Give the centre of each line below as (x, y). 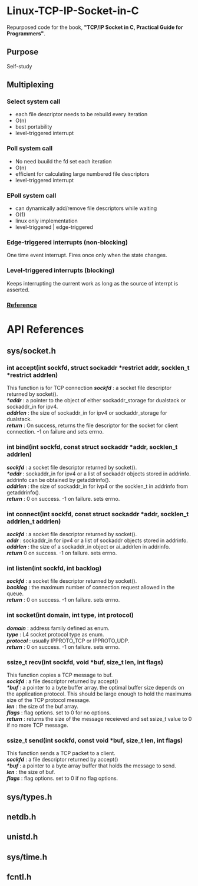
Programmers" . (26, 33)
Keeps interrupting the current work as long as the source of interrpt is (93, 283)
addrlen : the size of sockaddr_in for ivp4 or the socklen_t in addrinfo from (97, 486)
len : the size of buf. (31, 772)
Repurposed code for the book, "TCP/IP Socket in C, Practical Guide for (95, 27)
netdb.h (22, 817)
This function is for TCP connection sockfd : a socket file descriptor (89, 388)
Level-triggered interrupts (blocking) (61, 271)
